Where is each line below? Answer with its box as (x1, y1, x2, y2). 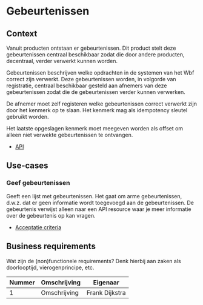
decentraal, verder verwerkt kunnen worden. (6, 58, 118, 64)
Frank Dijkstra (86, 288, 126, 297)
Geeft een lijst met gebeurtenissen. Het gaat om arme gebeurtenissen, (6, 192, 182, 199)
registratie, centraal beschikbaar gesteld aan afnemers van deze (6, 82, 167, 89)
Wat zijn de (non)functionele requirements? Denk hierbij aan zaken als (6, 257, 181, 264)
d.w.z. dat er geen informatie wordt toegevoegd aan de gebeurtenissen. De (6, 199, 194, 206)
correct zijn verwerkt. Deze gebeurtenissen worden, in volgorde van (6, 76, 177, 82)
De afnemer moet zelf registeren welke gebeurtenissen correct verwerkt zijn (6, 100, 197, 107)
